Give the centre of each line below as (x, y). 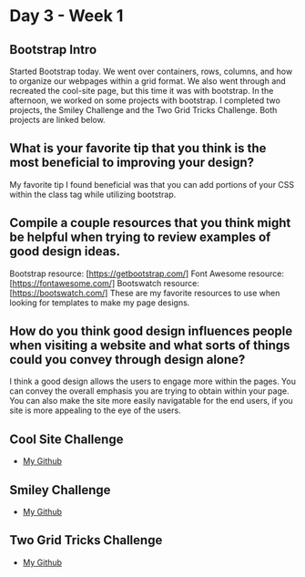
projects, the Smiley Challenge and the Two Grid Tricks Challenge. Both (143, 110)
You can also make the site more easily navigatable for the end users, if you (151, 401)
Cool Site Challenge (66, 439)
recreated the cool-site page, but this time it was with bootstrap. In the (142, 91)
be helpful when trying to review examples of (140, 237)
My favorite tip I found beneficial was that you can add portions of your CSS (152, 184)
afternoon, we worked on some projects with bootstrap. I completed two (145, 100)
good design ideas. (65, 252)
